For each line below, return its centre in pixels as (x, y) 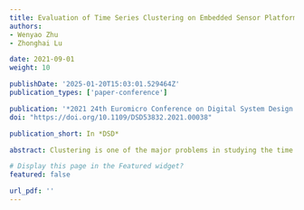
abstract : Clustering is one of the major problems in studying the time (152, 150)
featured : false (40, 175)
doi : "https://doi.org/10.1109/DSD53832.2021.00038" (111, 117)
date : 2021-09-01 (42, 60)
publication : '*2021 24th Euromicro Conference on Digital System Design (152, 109)
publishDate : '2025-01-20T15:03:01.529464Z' (95, 84)
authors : (26, 26)
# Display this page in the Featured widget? (96, 167)
